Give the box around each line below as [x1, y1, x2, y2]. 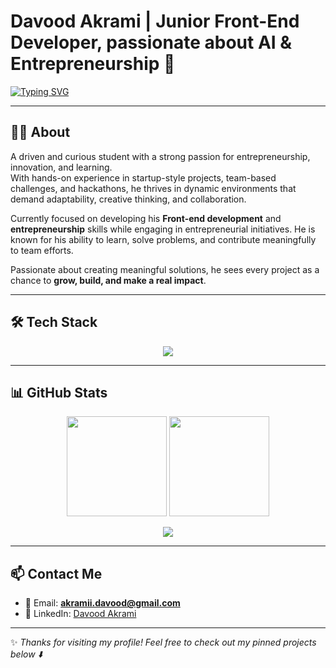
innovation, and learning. [10, 161, 113, 173]
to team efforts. [10, 244, 74, 256]
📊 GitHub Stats [10, 384, 108, 401]
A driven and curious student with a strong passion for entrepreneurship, [10, 150, 311, 162]
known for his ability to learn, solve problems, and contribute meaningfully [10, 233, 317, 245]
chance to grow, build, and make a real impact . [10, 274, 207, 286]
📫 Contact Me [10, 565, 103, 582]
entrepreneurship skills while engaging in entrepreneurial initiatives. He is [10, 223, 316, 235]
